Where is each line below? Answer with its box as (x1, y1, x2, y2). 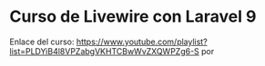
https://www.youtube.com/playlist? (76, 36, 208, 47)
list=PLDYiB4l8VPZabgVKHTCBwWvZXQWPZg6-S (9, 45, 200, 56)
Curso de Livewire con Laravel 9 (9, 6, 257, 27)
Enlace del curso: (9, 36, 75, 47)
